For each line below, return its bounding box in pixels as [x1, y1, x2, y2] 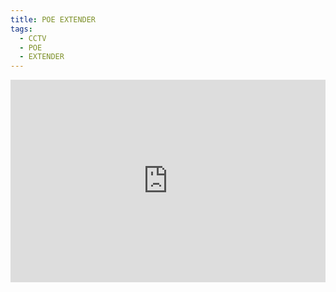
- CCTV [19, 33, 47, 43]
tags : [10, 24, 33, 34]
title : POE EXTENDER [10, 14, 97, 25]
